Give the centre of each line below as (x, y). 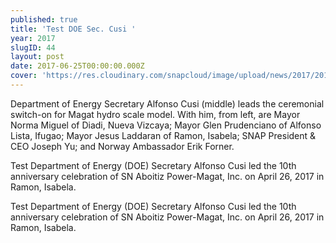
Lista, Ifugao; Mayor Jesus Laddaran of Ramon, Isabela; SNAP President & (163, 135)
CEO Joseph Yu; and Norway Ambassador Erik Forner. (122, 146)
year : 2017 (33, 38)
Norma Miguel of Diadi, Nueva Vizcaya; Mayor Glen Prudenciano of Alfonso (166, 125)
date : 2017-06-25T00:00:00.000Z (77, 66)
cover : (24, 76)
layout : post (37, 57)
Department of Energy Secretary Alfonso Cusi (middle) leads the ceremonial (167, 103)
